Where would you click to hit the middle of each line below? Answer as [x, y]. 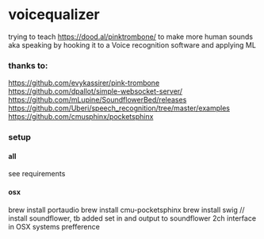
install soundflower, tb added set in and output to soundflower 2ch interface [132, 218]
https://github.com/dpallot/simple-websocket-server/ [96, 91]
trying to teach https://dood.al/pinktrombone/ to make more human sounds [131, 37]
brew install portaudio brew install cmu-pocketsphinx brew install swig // [126, 210]
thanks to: [28, 65]
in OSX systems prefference [54, 226]
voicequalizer [54, 15]
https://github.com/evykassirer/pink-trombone [84, 83]
